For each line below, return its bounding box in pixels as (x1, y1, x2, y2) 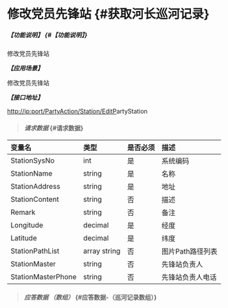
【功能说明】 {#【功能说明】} (7, 30, 88, 39)
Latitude (10, 234, 37, 243)
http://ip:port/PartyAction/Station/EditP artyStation (7, 107, 148, 116)
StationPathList (10, 246, 60, 256)
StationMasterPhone (10, 272, 77, 282)
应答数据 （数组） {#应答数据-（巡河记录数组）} (23, 293, 157, 301)
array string (83, 246, 121, 256)
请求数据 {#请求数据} (23, 123, 84, 132)
